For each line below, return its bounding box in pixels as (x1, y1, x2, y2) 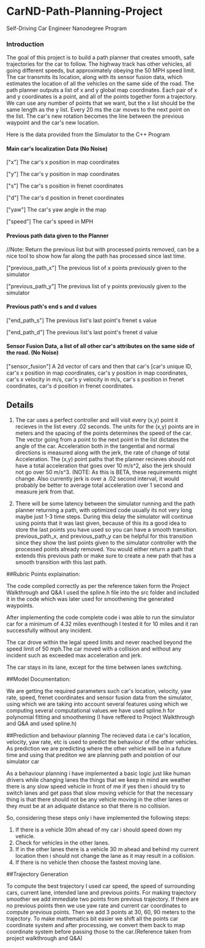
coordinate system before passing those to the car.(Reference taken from (6, 928, 192, 935)
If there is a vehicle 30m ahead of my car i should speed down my (15, 826, 182, 833)
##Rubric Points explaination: (6, 570, 81, 578)
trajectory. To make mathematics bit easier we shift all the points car (6, 915, 179, 922)
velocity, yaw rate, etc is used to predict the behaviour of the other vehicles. (6, 738, 198, 746)
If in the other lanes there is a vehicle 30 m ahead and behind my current (15, 845, 199, 853)
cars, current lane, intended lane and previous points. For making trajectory (6, 889, 197, 896)
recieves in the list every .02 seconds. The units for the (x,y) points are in (15, 422, 199, 430)
